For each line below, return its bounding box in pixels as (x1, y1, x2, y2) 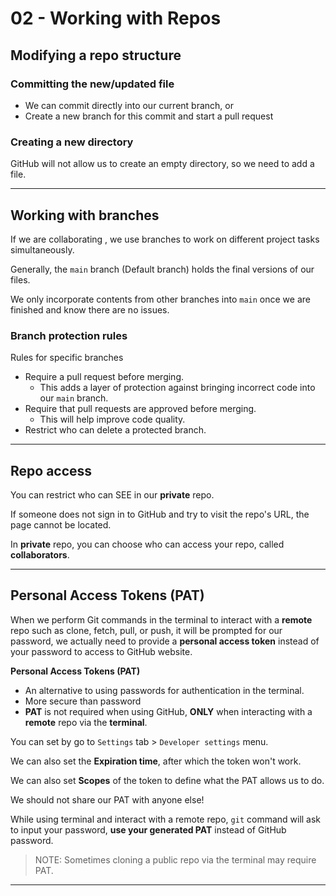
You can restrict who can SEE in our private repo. (10, 489, 215, 501)
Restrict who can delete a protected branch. (24, 424, 207, 436)
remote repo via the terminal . (24, 716, 148, 728)
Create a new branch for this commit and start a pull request (24, 110, 274, 122)
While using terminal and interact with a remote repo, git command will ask (10, 813, 322, 825)
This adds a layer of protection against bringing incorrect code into (39, 382, 316, 394)
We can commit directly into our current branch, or (24, 99, 234, 111)
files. (10, 273, 31, 286)
